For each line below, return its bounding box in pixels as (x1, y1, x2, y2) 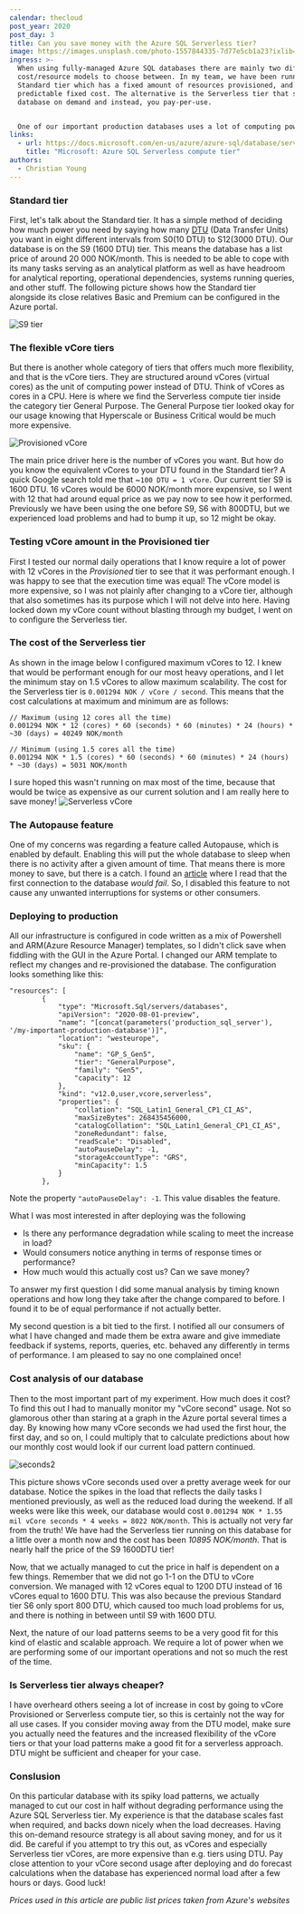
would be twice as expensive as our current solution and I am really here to (9, 786, 290, 797)
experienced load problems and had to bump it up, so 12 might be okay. (9, 513, 277, 524)
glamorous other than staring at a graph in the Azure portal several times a (9, 1412, 287, 1423)
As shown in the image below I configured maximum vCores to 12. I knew (9, 656, 282, 667)
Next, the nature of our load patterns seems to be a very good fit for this (9, 1627, 279, 1637)
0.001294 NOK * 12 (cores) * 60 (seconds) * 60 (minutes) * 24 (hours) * (9, 721, 294, 730)
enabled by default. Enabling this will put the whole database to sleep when (9, 849, 291, 860)
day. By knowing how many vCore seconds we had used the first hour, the (9, 1422, 287, 1433)
